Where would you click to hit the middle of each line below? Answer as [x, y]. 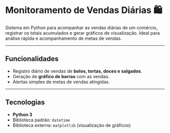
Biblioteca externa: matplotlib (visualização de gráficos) [72, 125]
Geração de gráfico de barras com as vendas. [61, 76]
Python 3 [23, 114]
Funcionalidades [32, 59]
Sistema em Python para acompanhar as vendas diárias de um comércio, [81, 27]
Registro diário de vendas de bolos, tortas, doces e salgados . [77, 71]
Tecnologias [25, 103]
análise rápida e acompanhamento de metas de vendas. [64, 38]
